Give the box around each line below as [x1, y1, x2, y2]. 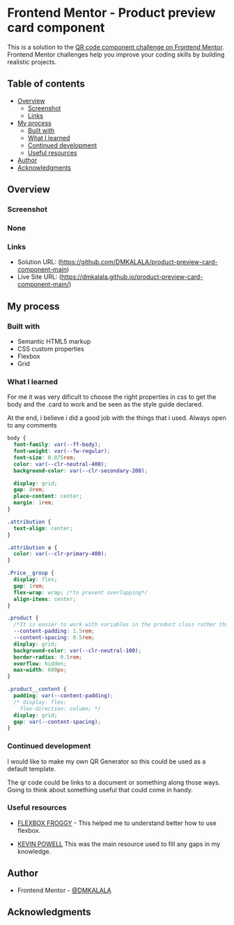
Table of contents [7, 78, 85, 90]
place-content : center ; [13, 493, 82, 500]
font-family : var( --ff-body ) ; [13, 442, 101, 449]
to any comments [7, 421, 57, 430]
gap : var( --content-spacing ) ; [13, 718, 101, 725]
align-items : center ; [13, 595, 77, 602]
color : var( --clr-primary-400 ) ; [13, 551, 108, 558]
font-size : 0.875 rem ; [13, 454, 77, 461]
